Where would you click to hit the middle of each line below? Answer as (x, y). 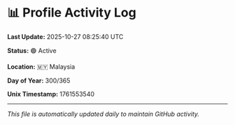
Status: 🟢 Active (32, 50)
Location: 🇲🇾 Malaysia (41, 67)
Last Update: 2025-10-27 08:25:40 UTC (65, 36)
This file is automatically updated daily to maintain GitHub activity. (104, 114)
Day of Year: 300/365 (39, 81)
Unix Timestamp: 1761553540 (51, 94)
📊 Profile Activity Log (72, 13)
